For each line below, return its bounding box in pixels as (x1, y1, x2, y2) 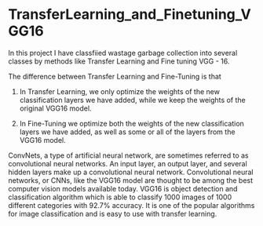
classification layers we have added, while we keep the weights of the (19, 95, 246, 104)
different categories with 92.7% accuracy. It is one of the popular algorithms (8, 200, 255, 210)
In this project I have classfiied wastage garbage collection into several (8, 48, 238, 57)
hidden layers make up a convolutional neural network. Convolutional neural (8, 167, 254, 177)
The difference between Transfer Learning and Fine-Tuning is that (8, 71, 221, 81)
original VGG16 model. (19, 104, 92, 113)
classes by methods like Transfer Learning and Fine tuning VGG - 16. (8, 56, 230, 66)
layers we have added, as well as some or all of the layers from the (19, 127, 236, 137)
